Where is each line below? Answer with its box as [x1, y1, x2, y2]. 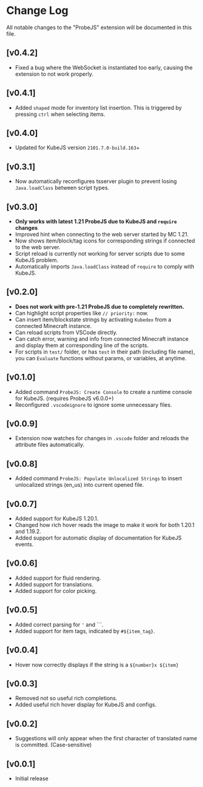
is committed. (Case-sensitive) [15, 741, 92, 749]
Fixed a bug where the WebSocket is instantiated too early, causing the [15, 64, 193, 71]
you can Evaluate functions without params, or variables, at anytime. [15, 354, 187, 361]
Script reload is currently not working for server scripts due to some [15, 250, 185, 257]
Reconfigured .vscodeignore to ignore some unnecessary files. [15, 401, 172, 408]
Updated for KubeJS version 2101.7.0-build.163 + [15, 144, 141, 152]
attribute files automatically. [15, 441, 85, 449]
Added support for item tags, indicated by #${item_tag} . [15, 627, 156, 634]
